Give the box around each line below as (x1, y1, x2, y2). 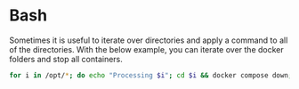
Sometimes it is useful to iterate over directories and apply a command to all (9, 35, 288, 45)
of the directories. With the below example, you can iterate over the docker (9, 44, 284, 54)
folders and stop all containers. (9, 53, 123, 64)
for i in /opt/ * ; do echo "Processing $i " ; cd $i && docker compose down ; (9, 70, 293, 80)
